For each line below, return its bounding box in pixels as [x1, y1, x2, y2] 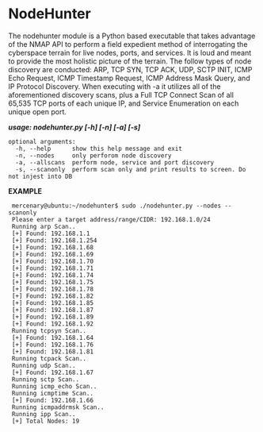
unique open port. [8, 106, 67, 116]
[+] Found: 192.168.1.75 [11, 278, 93, 286]
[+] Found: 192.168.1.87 [11, 306, 93, 314]
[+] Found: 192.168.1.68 [11, 243, 93, 251]
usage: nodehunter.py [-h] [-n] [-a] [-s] [8, 122, 141, 132]
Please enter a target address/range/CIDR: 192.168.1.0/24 [11, 215, 212, 223]
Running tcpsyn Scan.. [11, 326, 87, 334]
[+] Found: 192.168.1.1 [11, 229, 90, 237]
